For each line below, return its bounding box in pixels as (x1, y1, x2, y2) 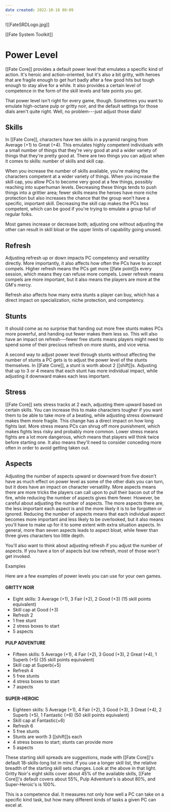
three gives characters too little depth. (5, 533, 85, 539)
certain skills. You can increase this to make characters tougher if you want (5, 407, 162, 413)
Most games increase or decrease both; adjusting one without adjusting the (5, 221, 163, 227)
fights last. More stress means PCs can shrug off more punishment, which (5, 423, 160, 429)
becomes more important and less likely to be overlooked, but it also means (5, 516, 163, 522)
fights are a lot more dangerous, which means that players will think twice (5, 434, 159, 440)
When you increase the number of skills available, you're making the (5, 168, 148, 174)
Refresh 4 (12, 667, 33, 674)
